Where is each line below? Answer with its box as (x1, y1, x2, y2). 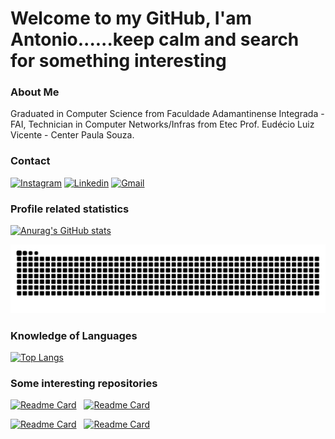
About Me (10, 85, 60, 99)
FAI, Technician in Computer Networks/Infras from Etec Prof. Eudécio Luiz (10, 118, 315, 131)
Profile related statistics (10, 202, 130, 216)
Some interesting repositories (10, 377, 158, 391)
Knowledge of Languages (10, 328, 138, 342)
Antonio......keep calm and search (10, 28, 300, 51)
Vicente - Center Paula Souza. (10, 129, 135, 141)
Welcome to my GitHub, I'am (10, 7, 252, 30)
